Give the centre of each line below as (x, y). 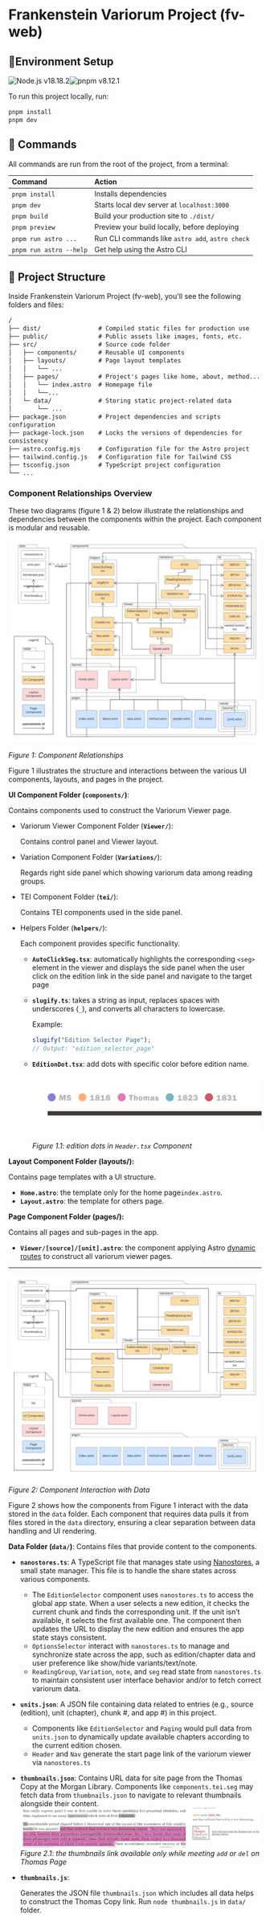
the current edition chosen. (77, 1746)
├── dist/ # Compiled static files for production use (129, 329)
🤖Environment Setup (61, 61)
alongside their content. (59, 1804)
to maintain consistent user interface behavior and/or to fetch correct (147, 1680)
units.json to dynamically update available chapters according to (141, 1737)
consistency (28, 441)
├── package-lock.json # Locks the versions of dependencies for (125, 433)
